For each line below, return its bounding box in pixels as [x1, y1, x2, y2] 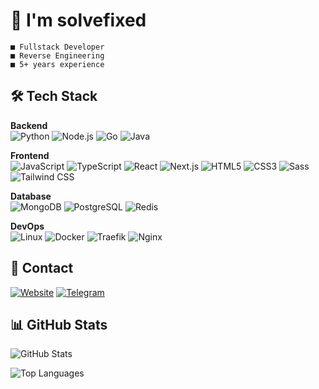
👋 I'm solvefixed [10, 9, 147, 32]
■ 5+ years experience [10, 59, 105, 69]
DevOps [10, 220, 45, 232]
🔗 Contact [10, 260, 74, 277]
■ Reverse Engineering [10, 50, 105, 61]
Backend [10, 119, 48, 131]
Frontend [10, 149, 50, 161]
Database [10, 190, 52, 202]
